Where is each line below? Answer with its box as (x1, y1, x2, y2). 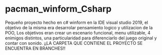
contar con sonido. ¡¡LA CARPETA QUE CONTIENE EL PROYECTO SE (5, 40, 143, 46)
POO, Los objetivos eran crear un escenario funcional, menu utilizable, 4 (5, 30, 151, 36)
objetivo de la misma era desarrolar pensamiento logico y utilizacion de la (5, 24, 153, 30)
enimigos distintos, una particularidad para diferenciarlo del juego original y (5, 35, 157, 41)
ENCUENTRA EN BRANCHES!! (5, 45, 66, 51)
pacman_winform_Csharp (5, 3, 112, 15)
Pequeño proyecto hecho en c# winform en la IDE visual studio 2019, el (5, 19, 148, 25)
